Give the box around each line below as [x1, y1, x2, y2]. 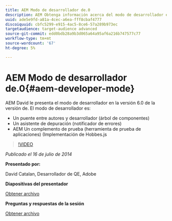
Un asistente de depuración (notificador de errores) [12, 120, 122, 127]
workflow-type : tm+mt [5, 36, 52, 41]
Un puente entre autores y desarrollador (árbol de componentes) [12, 115, 150, 121]
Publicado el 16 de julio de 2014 [5, 151, 72, 157]
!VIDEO [17, 141, 33, 147]
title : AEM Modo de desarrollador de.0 [5, 7, 91, 13]
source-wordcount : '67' [5, 41, 56, 46]
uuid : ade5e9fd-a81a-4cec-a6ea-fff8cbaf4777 [5, 17, 102, 22]
